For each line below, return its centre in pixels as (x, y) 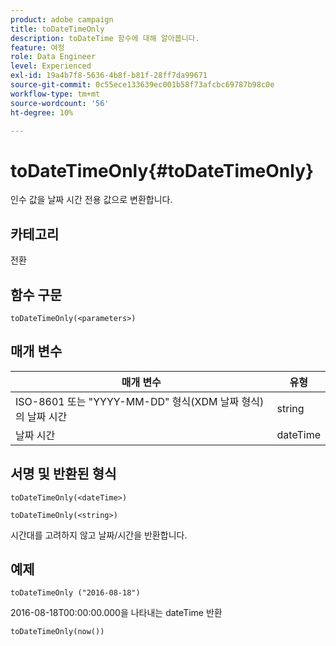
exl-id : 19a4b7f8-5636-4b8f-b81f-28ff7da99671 (109, 76)
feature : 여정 (37, 47)
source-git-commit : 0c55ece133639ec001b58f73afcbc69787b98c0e (142, 85)
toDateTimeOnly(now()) (57, 632)
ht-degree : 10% (42, 112)
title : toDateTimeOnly (57, 29)
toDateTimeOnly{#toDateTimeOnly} (162, 170)
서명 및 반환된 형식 (63, 474)
